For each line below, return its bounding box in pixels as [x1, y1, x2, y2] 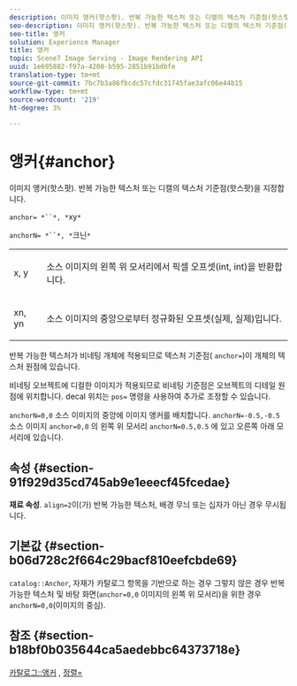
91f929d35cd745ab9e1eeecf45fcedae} [9, 475, 231, 490]
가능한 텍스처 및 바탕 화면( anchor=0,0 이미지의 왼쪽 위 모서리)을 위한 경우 [9, 589, 263, 599]
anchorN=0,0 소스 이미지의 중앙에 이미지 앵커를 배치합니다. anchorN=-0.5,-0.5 [9, 410, 280, 421]
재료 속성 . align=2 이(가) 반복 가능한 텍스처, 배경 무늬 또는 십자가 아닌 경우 [9, 499, 263, 509]
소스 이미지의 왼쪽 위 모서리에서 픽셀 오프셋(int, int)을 [46, 261, 256, 273]
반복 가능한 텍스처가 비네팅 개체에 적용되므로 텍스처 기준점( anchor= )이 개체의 [9, 350, 277, 361]
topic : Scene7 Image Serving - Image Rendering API [9, 54, 203, 63]
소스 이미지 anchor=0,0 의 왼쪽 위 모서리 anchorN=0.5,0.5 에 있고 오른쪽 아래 [9, 421, 275, 431]
